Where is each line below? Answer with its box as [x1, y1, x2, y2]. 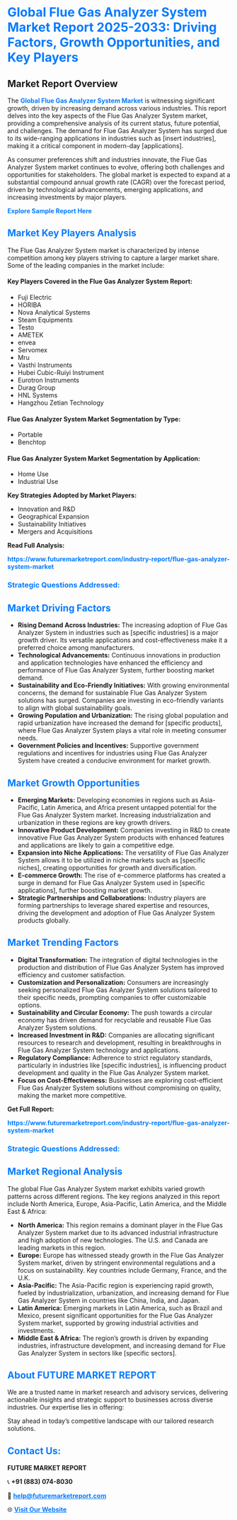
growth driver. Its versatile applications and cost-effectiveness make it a [17, 636, 228, 645]
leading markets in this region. [17, 1243, 106, 1251]
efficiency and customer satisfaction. [17, 970, 126, 979]
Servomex [17, 346, 48, 354]
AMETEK [17, 331, 44, 339]
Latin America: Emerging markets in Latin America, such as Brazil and [17, 1303, 223, 1312]
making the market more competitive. [17, 1091, 127, 1099]
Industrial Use [17, 478, 59, 486]
